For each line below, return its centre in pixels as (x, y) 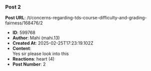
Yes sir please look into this (40, 54)
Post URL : (15, 18)
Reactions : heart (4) (33, 59)
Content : (22, 49)
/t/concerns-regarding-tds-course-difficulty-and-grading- (87, 18)
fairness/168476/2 (24, 23)
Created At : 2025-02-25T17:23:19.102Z (53, 43)
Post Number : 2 (29, 64)
